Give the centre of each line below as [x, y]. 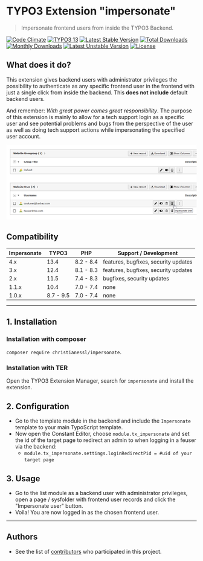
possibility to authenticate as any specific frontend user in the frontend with [101, 86]
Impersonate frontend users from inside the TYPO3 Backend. [97, 28]
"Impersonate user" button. [49, 505]
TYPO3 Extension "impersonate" [91, 11]
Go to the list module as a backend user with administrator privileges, [101, 493]
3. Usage [23, 478]
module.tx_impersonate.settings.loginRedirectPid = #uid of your [108, 454]
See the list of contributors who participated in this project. [88, 551]
